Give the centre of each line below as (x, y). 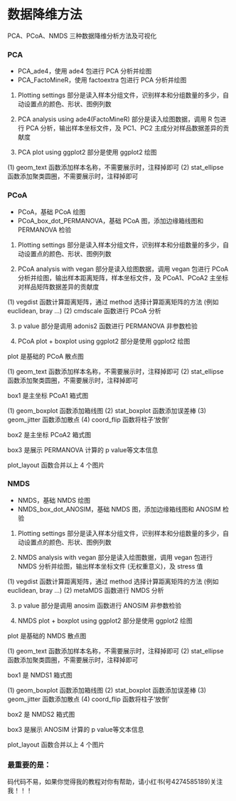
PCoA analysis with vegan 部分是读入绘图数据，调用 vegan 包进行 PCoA (123, 269)
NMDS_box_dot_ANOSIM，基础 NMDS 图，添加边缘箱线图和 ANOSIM (119, 509)
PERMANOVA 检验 (44, 230)
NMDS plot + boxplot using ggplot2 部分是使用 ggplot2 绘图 (105, 621)
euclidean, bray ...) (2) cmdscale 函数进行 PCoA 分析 (84, 310)
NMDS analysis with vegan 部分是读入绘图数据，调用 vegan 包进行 (115, 557)
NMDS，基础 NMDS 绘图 (54, 500)
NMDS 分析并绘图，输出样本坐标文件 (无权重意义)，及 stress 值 (110, 566)
